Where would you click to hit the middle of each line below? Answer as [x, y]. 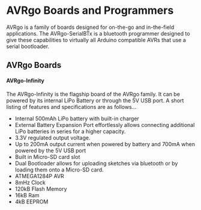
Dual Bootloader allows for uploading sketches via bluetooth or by [96, 163]
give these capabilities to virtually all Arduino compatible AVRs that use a [96, 40]
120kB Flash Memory [41, 189]
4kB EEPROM [31, 202]
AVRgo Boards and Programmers [90, 11]
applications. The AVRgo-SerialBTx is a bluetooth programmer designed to [98, 33]
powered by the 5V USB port [50, 150]
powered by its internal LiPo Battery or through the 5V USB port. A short [95, 100]
